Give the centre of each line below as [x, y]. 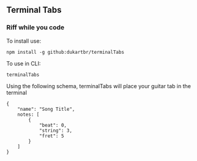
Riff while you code [35, 28]
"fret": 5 [51, 136]
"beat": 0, [53, 125]
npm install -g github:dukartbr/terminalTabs [65, 52]
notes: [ [28, 114]
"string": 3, [55, 130]
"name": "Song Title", [46, 109]
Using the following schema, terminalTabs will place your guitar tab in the [99, 86]
